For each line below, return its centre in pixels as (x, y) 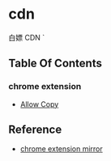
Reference (35, 130)
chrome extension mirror (61, 149)
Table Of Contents (55, 64)
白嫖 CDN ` (27, 37)
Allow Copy (39, 104)
